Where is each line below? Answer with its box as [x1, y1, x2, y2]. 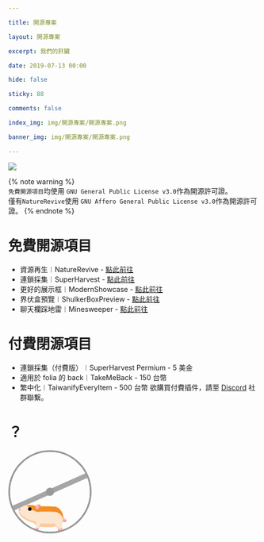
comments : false [8, 105, 62, 113]
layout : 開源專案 [8, 33, 61, 40]
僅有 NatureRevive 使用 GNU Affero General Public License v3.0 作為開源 [8, 196, 243, 206]
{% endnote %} [23, 206, 75, 215]
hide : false [8, 76, 48, 84]
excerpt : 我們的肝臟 [8, 47, 70, 56]
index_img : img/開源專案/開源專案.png [8, 119, 127, 127]
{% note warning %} [8, 176, 75, 186]
